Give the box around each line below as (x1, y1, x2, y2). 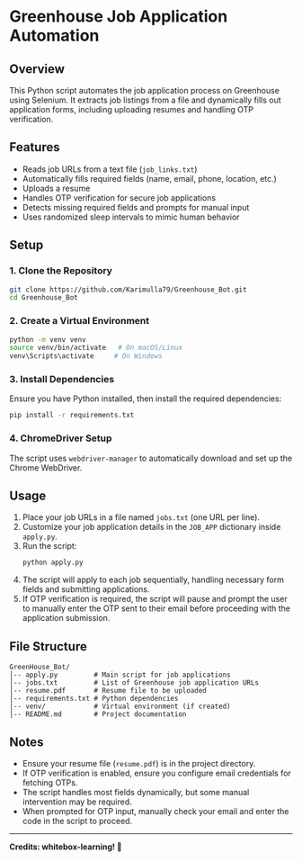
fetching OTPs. (22, 776, 78, 788)
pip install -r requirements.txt (9, 411, 135, 420)
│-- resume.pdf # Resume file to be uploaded (9, 686, 207, 695)
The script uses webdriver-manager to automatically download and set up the (9, 453, 293, 463)
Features (9, 139, 60, 155)
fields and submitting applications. (22, 584, 150, 595)
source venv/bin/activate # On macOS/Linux (9, 344, 182, 353)
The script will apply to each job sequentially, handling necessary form (22, 574, 285, 586)
